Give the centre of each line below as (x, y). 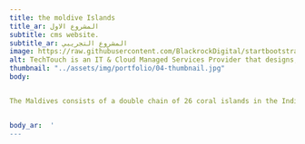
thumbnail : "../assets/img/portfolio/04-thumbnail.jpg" (117, 69)
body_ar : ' (32, 125)
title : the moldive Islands (63, 18)
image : (22, 52)
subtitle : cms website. (54, 34)
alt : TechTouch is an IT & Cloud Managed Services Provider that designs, (154, 60)
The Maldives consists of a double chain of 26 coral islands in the (144, 101)
